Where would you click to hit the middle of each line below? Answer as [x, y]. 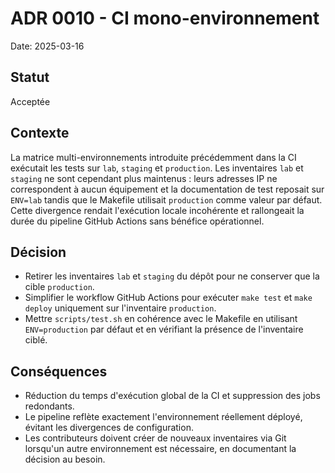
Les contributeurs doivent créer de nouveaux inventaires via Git [155, 438]
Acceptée [30, 101]
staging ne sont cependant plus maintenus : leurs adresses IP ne [144, 178]
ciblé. [36, 340]
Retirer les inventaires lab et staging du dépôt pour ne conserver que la [172, 276]
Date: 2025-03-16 [47, 46]
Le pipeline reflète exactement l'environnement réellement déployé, [163, 417]
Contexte [40, 133]
